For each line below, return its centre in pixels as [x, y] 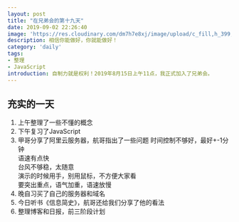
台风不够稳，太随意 [46, 167]
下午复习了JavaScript [49, 132]
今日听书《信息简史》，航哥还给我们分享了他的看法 [91, 203]
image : [17, 34]
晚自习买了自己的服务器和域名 [61, 194]
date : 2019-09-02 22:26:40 [47, 27]
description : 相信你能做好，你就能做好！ [63, 41]
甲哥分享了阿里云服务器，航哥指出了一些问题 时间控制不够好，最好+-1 [120, 140]
